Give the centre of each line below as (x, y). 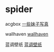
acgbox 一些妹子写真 (27, 24)
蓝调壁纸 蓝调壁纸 (23, 44)
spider (19, 9)
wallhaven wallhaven (27, 34)
